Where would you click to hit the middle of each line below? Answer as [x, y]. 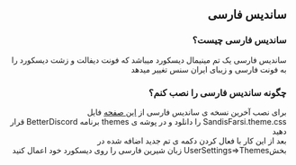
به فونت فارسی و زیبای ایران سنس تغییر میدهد [209, 69]
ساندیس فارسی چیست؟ [239, 40]
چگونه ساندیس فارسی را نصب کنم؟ [217, 92]
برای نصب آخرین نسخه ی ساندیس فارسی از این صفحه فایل [187, 112]
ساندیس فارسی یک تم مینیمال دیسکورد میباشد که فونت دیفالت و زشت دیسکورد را [149, 60]
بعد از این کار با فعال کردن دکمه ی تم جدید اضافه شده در [192, 140]
